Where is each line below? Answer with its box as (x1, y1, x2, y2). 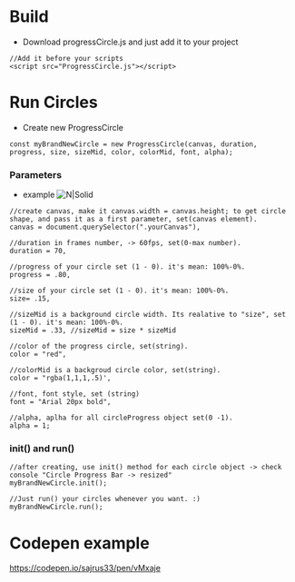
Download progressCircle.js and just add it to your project (22, 36, 239, 47)
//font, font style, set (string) (9, 390, 141, 399)
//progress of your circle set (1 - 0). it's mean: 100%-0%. (9, 262, 246, 271)
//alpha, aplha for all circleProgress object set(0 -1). (9, 413, 233, 423)
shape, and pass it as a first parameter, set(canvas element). (9, 215, 258, 224)
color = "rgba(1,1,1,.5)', (9, 374, 112, 383)
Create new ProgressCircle (22, 122, 124, 133)
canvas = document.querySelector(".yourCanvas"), (9, 222, 202, 232)
